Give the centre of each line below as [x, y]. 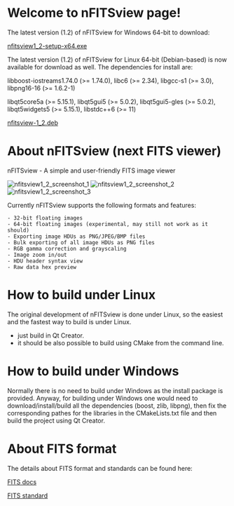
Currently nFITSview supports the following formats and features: [102, 205]
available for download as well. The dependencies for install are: [100, 67]
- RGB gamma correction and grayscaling [67, 248]
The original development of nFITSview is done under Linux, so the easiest [115, 314]
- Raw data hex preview [42, 267]
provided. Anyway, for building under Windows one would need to [103, 398]
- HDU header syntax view [45, 261]
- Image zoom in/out [37, 255]
